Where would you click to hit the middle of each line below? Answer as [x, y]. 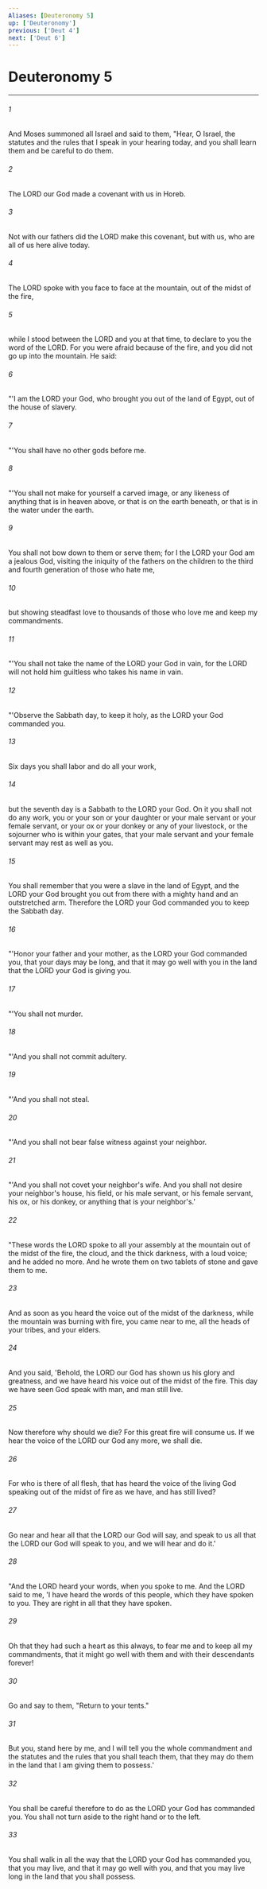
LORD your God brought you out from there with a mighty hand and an [123, 894]
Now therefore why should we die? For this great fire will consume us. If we [132, 1433]
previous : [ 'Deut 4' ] [44, 30]
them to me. [28, 1270]
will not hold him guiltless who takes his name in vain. [96, 672]
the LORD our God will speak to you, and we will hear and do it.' [112, 1543]
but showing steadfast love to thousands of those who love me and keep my [133, 612]
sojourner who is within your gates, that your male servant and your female [131, 835]
